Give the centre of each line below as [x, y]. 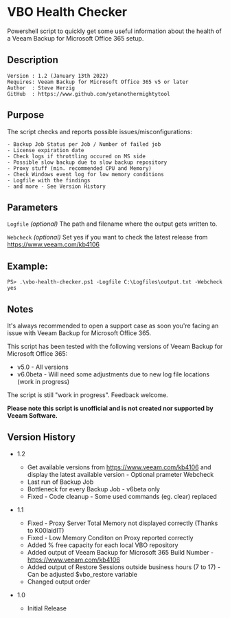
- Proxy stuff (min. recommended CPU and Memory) [80, 168]
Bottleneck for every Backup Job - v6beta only [93, 489]
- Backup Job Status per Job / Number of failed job [84, 144]
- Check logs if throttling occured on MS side [77, 156]
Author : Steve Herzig [41, 88]
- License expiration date [46, 150]
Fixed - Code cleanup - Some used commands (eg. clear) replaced [122, 496]
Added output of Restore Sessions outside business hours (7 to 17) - [124, 567]
